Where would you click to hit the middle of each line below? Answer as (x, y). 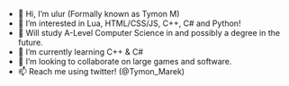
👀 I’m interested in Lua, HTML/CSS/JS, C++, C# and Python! (129, 23)
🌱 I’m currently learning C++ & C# (81, 52)
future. (30, 42)
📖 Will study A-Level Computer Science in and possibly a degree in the (149, 33)
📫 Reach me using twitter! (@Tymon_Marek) (101, 71)
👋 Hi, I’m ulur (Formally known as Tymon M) (99, 14)
